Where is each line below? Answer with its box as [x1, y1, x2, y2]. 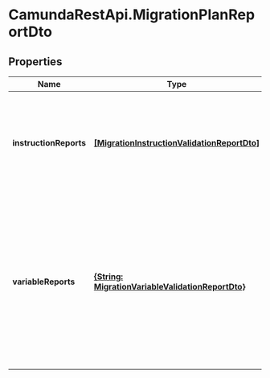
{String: [93, 271, 124, 282]
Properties [8, 55, 63, 68]
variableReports [12, 276, 76, 287]
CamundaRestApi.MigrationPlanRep [8, 6, 256, 24]
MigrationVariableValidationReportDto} [93, 281, 246, 292]
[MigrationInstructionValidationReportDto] [93, 138, 260, 148]
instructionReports [12, 138, 87, 148]
